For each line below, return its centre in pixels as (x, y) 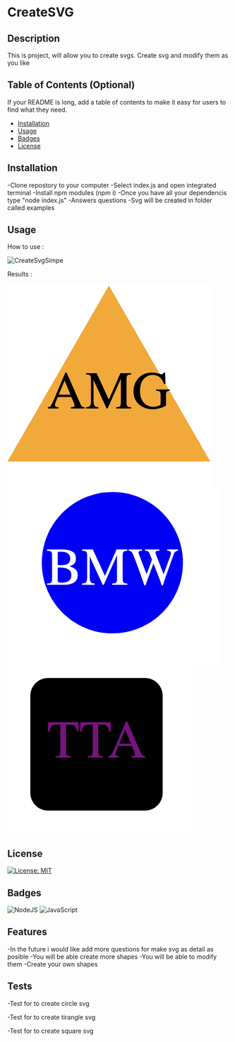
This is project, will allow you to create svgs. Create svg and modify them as (118, 55)
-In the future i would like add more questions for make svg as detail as (110, 949)
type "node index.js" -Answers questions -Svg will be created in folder (110, 200)
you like (19, 63)
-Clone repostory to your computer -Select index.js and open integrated (112, 185)
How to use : (26, 247)
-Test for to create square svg (50, 1031)
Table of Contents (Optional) (71, 85)
